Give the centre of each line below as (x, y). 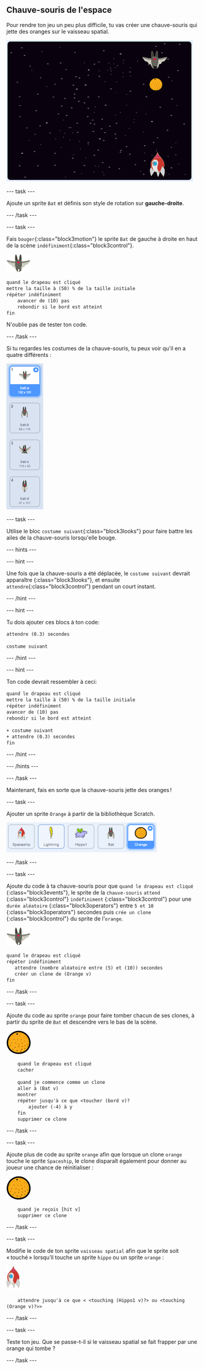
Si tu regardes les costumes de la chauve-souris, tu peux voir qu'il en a (96, 348)
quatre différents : (29, 355)
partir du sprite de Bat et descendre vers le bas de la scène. (82, 1022)
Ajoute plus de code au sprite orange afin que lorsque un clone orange (94, 1154)
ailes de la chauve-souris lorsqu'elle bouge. (62, 538)
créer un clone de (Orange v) (53, 974)
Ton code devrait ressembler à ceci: (52, 681)
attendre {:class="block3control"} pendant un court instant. (81, 586)
